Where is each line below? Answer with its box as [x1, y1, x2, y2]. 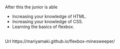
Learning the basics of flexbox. [12, 24, 74, 30]
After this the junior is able [5, 4, 58, 10]
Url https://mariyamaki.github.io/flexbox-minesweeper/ [5, 38, 115, 44]
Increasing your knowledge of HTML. [12, 14, 86, 19]
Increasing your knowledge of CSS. [12, 19, 84, 24]
